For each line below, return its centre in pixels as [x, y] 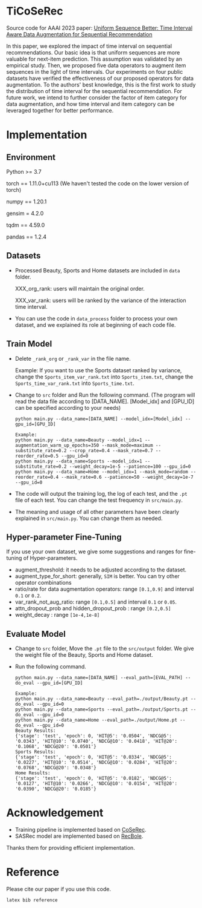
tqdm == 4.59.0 [26, 225]
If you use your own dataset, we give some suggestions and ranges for [94, 551]
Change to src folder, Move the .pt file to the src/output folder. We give [104, 648]
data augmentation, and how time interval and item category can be [90, 104]
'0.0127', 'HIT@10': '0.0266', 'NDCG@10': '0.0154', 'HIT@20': [96, 784]
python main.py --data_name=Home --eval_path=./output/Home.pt [96, 720]
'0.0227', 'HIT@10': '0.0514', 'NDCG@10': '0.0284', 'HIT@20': [96, 763]
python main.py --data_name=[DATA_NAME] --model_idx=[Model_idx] [99, 419]
